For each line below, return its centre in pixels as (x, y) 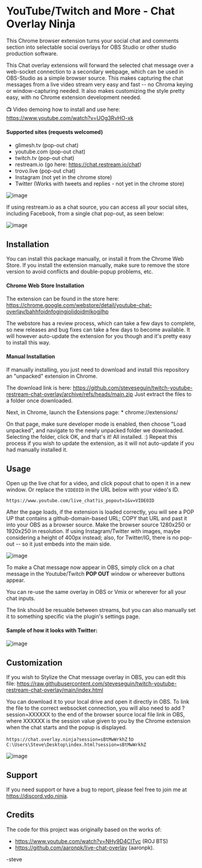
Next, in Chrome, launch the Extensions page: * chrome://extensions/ (92, 412)
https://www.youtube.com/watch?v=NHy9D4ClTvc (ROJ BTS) (91, 841)
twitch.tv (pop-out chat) (44, 158)
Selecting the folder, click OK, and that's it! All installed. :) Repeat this (92, 437)
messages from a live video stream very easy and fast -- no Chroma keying (100, 84)
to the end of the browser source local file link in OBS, (118, 715)
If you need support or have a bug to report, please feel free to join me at (97, 790)
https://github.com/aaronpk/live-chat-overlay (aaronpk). (84, 847)
